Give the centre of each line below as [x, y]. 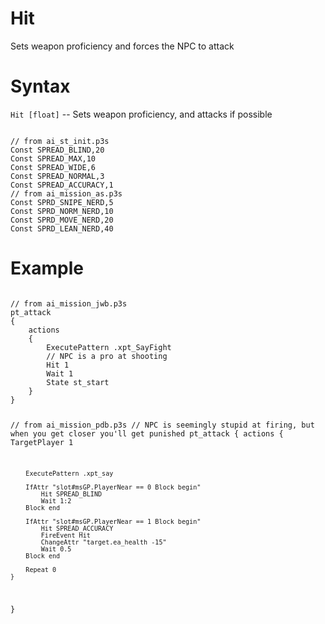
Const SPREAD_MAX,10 [53, 158]
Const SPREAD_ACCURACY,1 [62, 185]
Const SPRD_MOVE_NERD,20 [62, 220]
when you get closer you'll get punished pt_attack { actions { [147, 433]
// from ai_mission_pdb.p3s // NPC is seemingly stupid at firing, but [162, 425]
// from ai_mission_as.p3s [66, 193]
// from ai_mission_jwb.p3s [69, 303]
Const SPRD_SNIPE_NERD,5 [62, 202]
